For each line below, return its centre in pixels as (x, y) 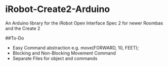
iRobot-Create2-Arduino (58, 9)
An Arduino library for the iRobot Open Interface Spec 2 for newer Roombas (84, 23)
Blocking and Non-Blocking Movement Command (64, 53)
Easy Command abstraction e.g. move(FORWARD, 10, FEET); (76, 47)
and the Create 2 (23, 28)
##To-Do (15, 38)
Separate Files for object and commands (55, 58)
